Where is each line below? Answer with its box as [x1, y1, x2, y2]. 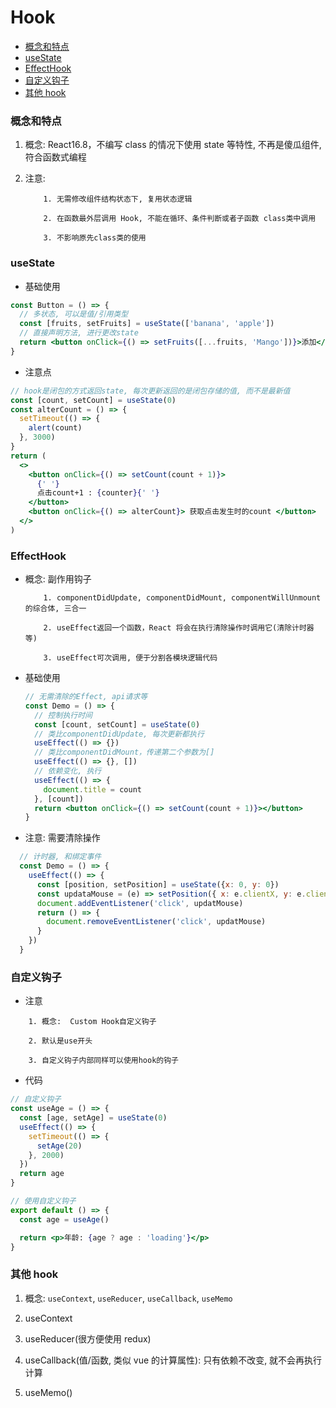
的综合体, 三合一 [24, 604, 87, 614]
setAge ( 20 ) [36, 1141, 83, 1151]
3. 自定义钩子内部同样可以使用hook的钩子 [28, 1056, 180, 1066]
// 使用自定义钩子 [10, 1196, 77, 1206]
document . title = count [43, 784, 142, 795]
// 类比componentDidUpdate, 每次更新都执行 [34, 729, 205, 739]
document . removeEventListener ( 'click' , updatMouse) [46, 917, 267, 927]
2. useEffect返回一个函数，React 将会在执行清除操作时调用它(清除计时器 [43, 623, 315, 633]
